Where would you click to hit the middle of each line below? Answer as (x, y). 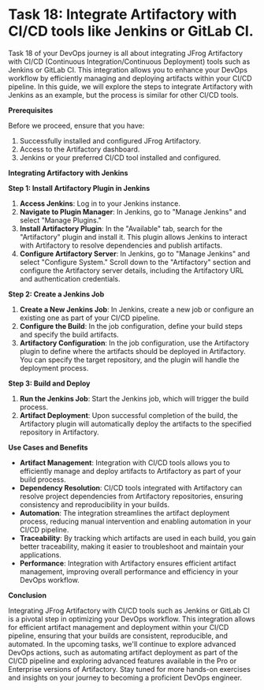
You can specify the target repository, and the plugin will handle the (129, 360)
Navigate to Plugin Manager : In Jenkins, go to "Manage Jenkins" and (133, 211)
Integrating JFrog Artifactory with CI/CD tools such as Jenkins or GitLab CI (129, 610)
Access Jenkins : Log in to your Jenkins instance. (100, 203)
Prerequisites (31, 110)
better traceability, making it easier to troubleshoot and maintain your (132, 546)
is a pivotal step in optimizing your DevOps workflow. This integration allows (132, 619)
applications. (40, 554)
